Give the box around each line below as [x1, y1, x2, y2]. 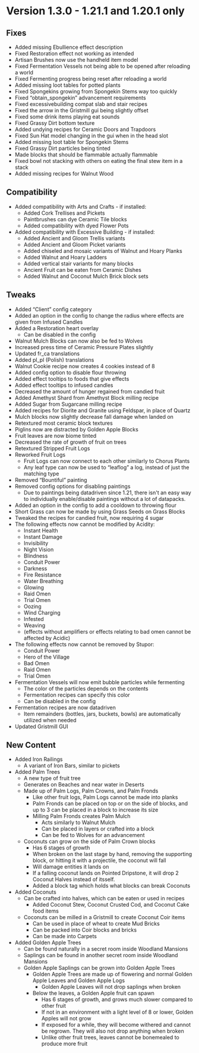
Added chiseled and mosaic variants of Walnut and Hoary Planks [23, 247, 182, 254]
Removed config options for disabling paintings [14, 482, 131, 490]
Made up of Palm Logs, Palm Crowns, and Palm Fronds [23, 787, 159, 795]
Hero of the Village [23, 653, 70, 660]
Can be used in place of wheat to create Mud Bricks [32, 920, 160, 927]
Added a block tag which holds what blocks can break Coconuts [32, 882, 191, 889]
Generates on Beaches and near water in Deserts [23, 781, 144, 788]
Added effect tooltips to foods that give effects [14, 375, 129, 382]
